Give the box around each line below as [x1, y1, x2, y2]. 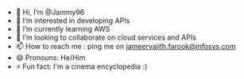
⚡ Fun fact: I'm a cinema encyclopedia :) [15, 62, 148, 71]
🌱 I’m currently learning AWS [15, 24, 110, 33]
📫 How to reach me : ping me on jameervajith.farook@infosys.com [15, 42, 236, 51]
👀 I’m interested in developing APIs [15, 16, 130, 25]
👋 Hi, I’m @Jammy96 [15, 8, 85, 17]
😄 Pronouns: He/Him [15, 53, 86, 62]
